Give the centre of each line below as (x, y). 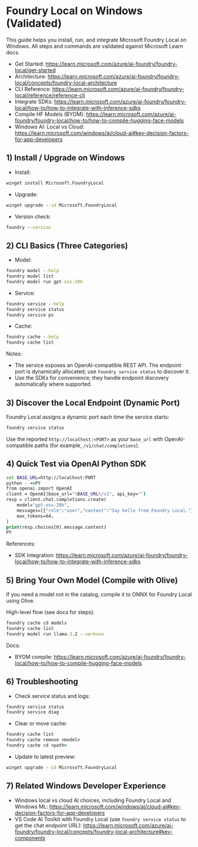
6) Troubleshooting (42, 682)
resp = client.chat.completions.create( (57, 500)
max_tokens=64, (35, 516)
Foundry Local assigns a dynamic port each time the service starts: (88, 417)
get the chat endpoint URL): (48, 825)
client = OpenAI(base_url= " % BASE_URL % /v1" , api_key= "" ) (76, 494)
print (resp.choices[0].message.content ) (57, 527)
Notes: (14, 354)
